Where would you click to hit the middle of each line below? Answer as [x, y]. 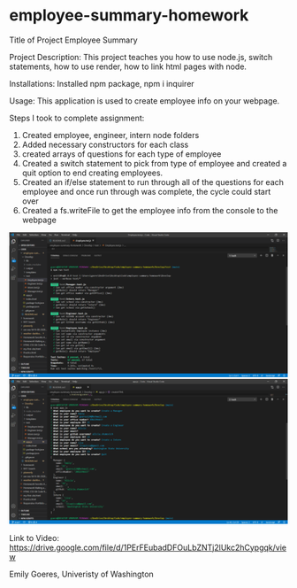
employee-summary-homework [129, 15]
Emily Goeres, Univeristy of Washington [82, 574]
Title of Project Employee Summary [74, 40]
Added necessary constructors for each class [105, 144]
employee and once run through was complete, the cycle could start [146, 191]
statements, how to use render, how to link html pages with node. [128, 66]
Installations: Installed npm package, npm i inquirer [102, 83]
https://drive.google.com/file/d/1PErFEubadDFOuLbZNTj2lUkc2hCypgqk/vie [148, 547]
